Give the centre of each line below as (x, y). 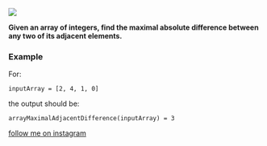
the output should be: (44, 103)
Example (26, 56)
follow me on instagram (47, 133)
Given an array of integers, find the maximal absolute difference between (134, 27)
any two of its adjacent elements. (65, 36)
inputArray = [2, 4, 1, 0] (54, 89)
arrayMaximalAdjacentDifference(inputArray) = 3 (92, 119)
